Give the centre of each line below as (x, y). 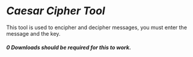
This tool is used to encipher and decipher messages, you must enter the (97, 27)
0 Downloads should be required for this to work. (69, 47)
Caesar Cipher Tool (56, 11)
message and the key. (33, 33)
